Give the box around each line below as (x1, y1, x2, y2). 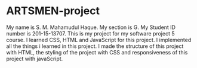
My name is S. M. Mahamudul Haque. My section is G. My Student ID (6, 24, 176, 31)
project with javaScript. (6, 55, 63, 62)
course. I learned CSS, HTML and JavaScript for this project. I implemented (6, 36, 192, 43)
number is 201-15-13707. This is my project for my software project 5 (6, 30, 175, 37)
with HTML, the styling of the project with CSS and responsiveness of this (6, 48, 188, 56)
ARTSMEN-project (6, 4, 100, 18)
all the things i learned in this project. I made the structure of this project (6, 43, 184, 50)
